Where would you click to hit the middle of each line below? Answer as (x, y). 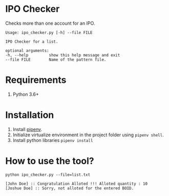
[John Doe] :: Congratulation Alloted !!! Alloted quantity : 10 (76, 184)
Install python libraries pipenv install (53, 140)
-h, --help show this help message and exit (63, 55)
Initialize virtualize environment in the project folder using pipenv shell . (88, 135)
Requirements (36, 80)
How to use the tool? (50, 161)
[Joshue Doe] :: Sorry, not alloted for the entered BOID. (70, 188)
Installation (30, 115)
